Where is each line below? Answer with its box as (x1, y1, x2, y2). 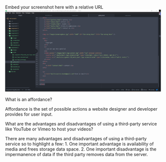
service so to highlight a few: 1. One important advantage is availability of (5, 141, 154, 147)
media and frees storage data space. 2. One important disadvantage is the (5, 146, 157, 152)
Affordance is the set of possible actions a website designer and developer (5, 106, 158, 112)
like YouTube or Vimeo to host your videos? (5, 126, 93, 132)
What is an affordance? (5, 96, 52, 103)
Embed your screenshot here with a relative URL (5, 4, 104, 10)
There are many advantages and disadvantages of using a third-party (5, 136, 147, 142)
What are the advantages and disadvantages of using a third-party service (5, 121, 157, 127)
